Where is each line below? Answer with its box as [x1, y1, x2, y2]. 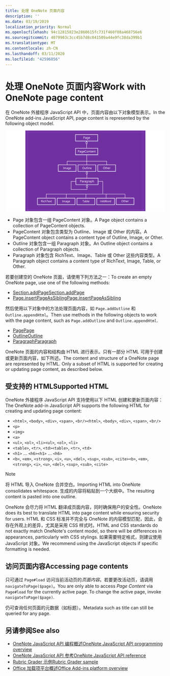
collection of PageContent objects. [12, 222, 86, 229]
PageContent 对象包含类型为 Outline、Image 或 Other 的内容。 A [12, 228, 148, 234]
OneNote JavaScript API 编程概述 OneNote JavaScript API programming [12, 641, 163, 647]
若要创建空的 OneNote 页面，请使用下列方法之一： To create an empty [5, 274, 152, 280]
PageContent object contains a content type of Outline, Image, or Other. [12, 234, 164, 240]
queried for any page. [5, 610, 51, 616]
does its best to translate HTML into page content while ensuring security [5, 509, 159, 516]
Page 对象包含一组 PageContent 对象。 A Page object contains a [12, 217, 148, 223]
